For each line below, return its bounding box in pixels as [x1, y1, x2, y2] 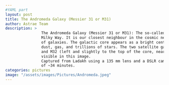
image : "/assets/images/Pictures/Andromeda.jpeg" [5, 72, 112, 77]
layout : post [5, 12, 33, 17]
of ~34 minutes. [41, 63, 75, 68]
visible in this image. [41, 53, 92, 59]
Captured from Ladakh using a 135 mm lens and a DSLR [41, 58, 156, 63]
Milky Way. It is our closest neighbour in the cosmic [41, 35, 158, 40]
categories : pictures [5, 68, 51, 73]
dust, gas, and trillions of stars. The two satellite [41, 44, 158, 49]
